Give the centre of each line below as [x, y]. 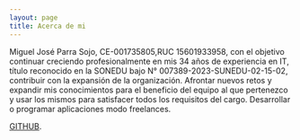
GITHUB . [26, 126]
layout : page [34, 17]
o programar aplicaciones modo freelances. [90, 109]
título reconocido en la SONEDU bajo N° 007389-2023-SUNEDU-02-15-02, [149, 70]
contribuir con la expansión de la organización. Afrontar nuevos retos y [141, 80]
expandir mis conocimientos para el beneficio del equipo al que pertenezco [149, 90]
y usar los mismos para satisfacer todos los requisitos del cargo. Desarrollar [150, 99]
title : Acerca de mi [48, 26]
